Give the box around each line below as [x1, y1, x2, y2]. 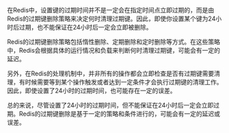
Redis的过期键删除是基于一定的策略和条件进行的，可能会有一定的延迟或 [18, 110, 221, 118]
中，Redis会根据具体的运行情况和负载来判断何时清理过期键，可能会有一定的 [7, 47, 221, 54]
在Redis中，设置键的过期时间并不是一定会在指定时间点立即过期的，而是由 [7, 6, 215, 14]
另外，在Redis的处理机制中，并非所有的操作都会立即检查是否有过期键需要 [7, 69, 215, 77]
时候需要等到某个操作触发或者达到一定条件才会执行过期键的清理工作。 [25, 78, 223, 86]
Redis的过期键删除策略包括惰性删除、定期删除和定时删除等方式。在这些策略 [7, 38, 221, 46]
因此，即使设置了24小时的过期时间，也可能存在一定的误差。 [7, 86, 176, 95]
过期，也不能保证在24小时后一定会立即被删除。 [18, 23, 152, 31]
